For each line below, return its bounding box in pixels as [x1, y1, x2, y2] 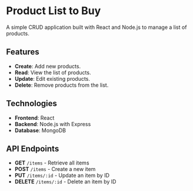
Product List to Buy [6, 4, 101, 18]
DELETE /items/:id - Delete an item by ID [14, 178, 117, 185]
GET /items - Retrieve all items [14, 159, 89, 166]
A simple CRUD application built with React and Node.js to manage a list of [6, 24, 187, 31]
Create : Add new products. [14, 62, 81, 70]
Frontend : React [14, 114, 55, 121]
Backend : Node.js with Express [14, 120, 91, 127]
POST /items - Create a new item [14, 166, 96, 173]
